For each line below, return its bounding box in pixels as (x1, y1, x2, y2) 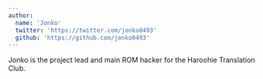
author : (8, 11, 34, 20)
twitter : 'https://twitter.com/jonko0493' (15, 26, 157, 34)
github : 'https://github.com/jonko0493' (15, 33, 150, 42)
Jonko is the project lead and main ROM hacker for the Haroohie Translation (8, 55, 255, 65)
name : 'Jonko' (15, 19, 62, 27)
